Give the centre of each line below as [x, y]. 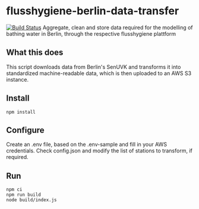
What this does [35, 53]
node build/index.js [32, 200]
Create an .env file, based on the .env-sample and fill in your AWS [87, 145]
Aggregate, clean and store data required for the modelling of [118, 27]
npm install [21, 112]
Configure [25, 130]
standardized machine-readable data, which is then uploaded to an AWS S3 [99, 73]
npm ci [14, 190]
